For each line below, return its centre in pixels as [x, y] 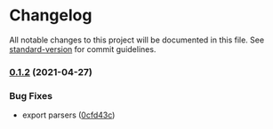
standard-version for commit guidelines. [83, 49]
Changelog [51, 15]
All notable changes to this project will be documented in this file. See [137, 40]
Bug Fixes [31, 95]
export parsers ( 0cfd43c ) [68, 115]
